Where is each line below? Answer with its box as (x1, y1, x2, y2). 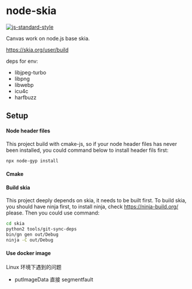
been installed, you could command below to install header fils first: (6, 147, 169, 154)
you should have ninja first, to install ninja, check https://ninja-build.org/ (6, 203, 179, 210)
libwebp (14, 81, 34, 89)
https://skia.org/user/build (6, 46, 69, 53)
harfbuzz (14, 94, 37, 101)
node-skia (6, 4, 57, 18)
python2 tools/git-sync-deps (6, 226, 77, 232)
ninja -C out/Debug (6, 237, 54, 243)
